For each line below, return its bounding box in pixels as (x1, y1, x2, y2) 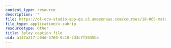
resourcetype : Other (5, 26, 49, 31)
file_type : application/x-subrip (5, 21, 76, 26)
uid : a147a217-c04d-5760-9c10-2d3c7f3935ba (5, 35, 99, 40)
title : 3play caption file (5, 30, 63, 35)
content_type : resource (5, 7, 56, 12)
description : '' (5, 12, 40, 17)
